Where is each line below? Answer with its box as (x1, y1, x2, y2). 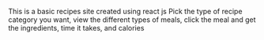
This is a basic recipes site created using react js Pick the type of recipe (8, 7, 243, 16)
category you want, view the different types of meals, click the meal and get (8, 15, 256, 24)
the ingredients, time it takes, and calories (8, 24, 145, 32)
